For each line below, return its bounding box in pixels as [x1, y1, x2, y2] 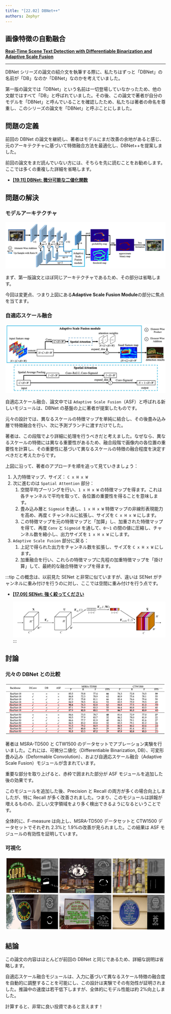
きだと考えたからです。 [9, 452, 59, 458]
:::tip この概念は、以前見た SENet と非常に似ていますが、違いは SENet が [5, 574, 158, 580]
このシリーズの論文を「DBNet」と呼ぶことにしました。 [18, 105, 135, 112]
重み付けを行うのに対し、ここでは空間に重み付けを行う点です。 [27, 580, 161, 586]
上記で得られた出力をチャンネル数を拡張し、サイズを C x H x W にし [20, 544, 164, 550]
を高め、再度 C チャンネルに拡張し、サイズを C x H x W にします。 [20, 512, 159, 518]
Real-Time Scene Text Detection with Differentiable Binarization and [5, 48, 153, 55]
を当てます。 [5, 298, 32, 304]
